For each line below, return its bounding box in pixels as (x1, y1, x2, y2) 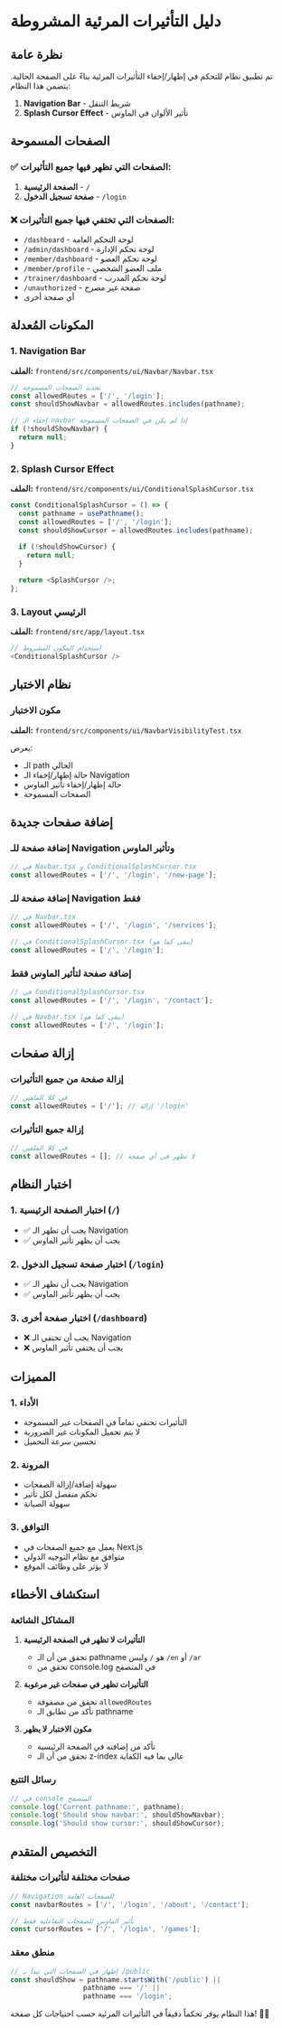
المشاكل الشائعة (10, 1613, 75, 1626)
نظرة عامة (10, 47, 63, 62)
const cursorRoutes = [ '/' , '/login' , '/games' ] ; (10, 1925, 202, 1934)
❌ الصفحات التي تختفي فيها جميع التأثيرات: (10, 213, 175, 226)
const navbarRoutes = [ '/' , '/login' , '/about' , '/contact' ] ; (10, 1900, 249, 1909)
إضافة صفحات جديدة (10, 814, 114, 830)
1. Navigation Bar (10, 345, 87, 358)
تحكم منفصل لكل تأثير (23, 1488, 98, 1499)
